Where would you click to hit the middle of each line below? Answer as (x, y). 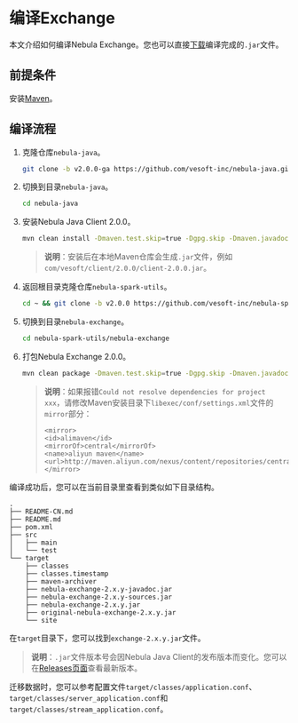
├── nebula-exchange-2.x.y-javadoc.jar (99, 589)
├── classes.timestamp (67, 574)
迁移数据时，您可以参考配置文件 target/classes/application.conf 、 (133, 687)
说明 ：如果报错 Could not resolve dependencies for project (155, 391)
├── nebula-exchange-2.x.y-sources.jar (99, 597)
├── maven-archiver (61, 581)
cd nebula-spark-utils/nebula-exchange (96, 338)
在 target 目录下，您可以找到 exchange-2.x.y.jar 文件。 (107, 638)
